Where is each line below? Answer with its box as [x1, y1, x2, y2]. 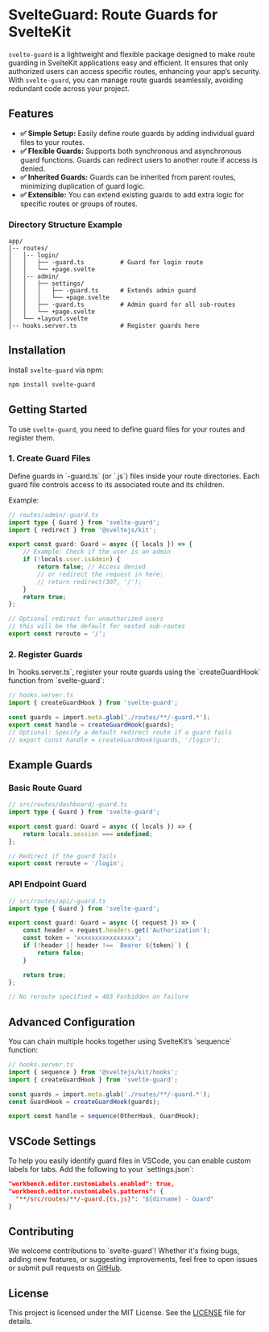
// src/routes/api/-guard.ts [8, 896, 106, 905]
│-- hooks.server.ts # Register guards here [8, 322, 200, 330]
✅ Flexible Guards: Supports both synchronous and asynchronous [19, 146, 242, 155]
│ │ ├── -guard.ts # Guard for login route [8, 259, 204, 267]
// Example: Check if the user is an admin [23, 548, 172, 556]
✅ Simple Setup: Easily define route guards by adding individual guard [19, 128, 255, 138]
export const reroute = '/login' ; [8, 859, 125, 867]
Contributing [8, 1225, 74, 1239]
